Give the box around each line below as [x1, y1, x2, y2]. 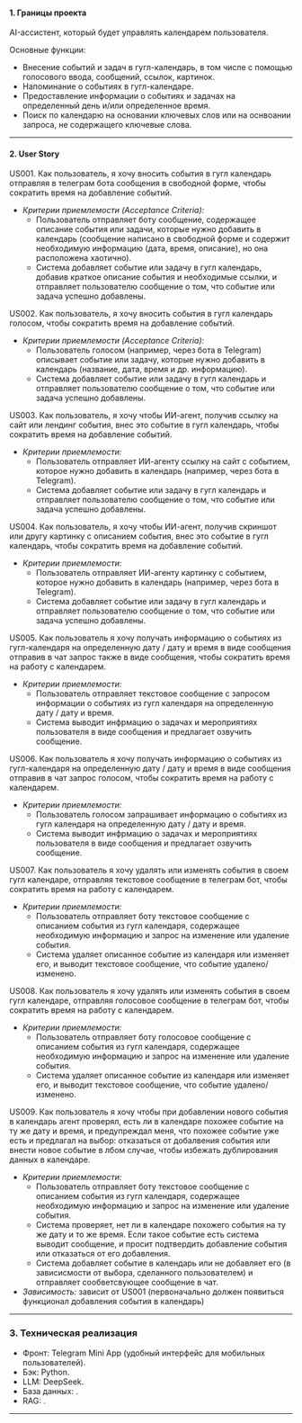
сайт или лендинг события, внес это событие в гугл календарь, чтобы [9, 419, 280, 431]
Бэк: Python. [22, 1366, 70, 1377]
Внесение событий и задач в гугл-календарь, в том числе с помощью [22, 62, 293, 73]
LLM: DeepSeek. [22, 1376, 84, 1387]
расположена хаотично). [35, 253, 132, 264]
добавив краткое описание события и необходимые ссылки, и [35, 272, 278, 282]
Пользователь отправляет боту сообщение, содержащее [35, 214, 256, 225]
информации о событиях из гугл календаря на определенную [35, 698, 274, 709]
